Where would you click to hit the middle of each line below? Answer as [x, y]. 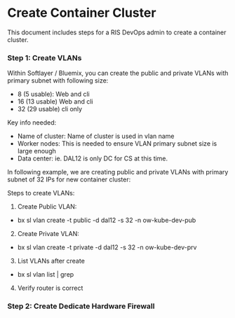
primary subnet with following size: [58, 81]
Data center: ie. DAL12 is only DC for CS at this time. [93, 158]
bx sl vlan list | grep [46, 275]
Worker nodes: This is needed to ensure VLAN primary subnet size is [117, 144]
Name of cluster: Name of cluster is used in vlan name [96, 136]
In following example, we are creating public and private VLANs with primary [118, 172]
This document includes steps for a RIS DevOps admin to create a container [117, 32]
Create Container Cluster [82, 13]
